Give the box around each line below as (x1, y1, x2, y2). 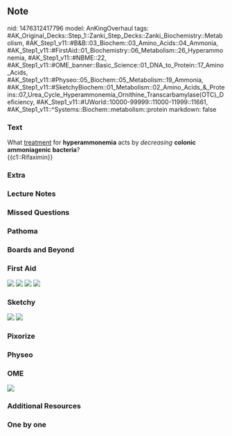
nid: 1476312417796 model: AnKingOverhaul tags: (7, 24, 149, 32)
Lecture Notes (7, 189, 56, 199)
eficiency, (7, 97, 35, 106)
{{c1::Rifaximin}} (7, 153, 53, 162)
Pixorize (7, 331, 36, 341)
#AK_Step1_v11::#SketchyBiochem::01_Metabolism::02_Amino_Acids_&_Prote (7, 83, 225, 91)
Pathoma (7, 226, 38, 235)
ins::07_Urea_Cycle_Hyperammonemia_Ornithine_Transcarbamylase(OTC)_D (7, 90, 224, 99)
